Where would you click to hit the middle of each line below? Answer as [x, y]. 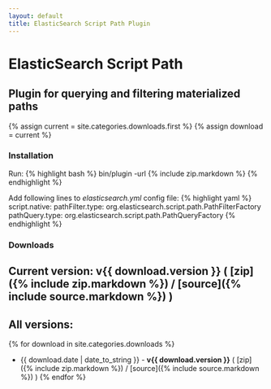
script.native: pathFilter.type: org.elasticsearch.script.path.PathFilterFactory [135, 206]
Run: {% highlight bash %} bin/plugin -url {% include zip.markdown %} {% [133, 173]
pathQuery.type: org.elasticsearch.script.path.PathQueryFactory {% [122, 215]
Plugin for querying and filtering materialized [125, 94]
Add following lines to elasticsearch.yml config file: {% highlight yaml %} [130, 198]
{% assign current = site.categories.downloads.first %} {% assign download [136, 126]
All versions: [41, 324]
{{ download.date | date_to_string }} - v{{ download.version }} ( [127, 360]
